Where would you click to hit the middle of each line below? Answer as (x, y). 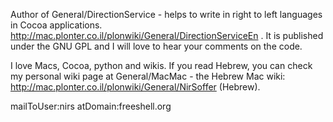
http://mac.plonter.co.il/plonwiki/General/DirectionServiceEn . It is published (167, 35)
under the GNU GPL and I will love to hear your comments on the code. (156, 46)
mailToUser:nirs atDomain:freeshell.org (91, 106)
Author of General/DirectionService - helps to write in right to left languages (166, 14)
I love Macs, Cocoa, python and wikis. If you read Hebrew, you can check (161, 65)
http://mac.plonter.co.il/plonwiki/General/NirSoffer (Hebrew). (135, 87)
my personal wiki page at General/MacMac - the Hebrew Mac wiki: (148, 76)
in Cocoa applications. (56, 25)
